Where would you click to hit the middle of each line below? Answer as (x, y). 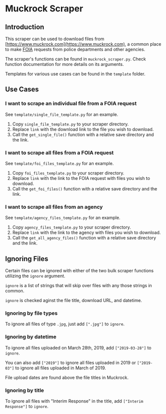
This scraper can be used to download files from (55, 39)
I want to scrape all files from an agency (54, 207)
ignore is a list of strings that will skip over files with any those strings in (79, 286)
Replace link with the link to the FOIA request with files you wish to (81, 178)
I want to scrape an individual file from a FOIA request (71, 104)
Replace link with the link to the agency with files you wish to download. (86, 233)
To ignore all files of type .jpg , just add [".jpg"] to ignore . (65, 324)
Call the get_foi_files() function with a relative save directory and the (85, 188)
